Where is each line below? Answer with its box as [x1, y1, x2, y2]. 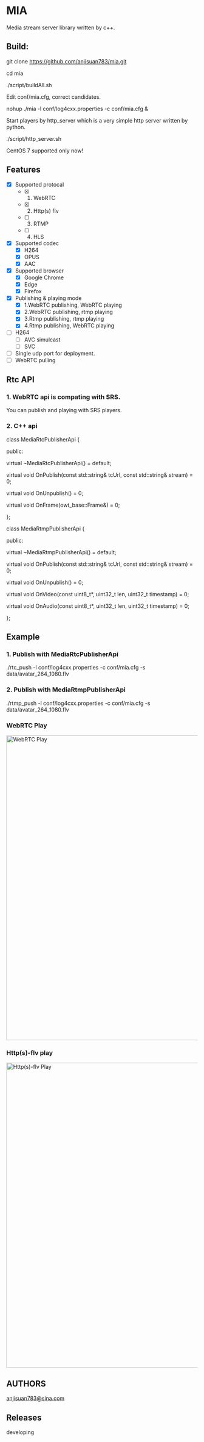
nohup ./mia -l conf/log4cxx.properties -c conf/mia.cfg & [6, 105, 149, 112]
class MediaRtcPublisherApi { [6, 435, 80, 443]
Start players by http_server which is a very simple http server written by [6, 116, 188, 124]
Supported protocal [15, 180, 64, 188]
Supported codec [15, 239, 59, 247]
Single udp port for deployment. [15, 349, 95, 357]
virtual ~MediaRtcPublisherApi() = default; [6, 459, 112, 466]
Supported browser [15, 266, 64, 274]
